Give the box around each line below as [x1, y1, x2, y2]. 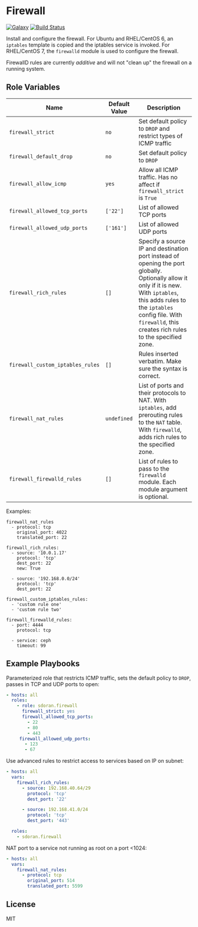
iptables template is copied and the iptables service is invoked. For [6, 41, 170, 48]
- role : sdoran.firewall [16, 703, 78, 709]
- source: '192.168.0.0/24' [11, 575, 81, 581]
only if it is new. [138, 281, 181, 289]
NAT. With [138, 396, 167, 404]
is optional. [138, 492, 169, 501]
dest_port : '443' [27, 817, 70, 824]
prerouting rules [138, 410, 183, 419]
